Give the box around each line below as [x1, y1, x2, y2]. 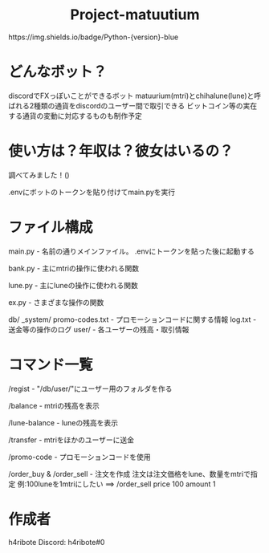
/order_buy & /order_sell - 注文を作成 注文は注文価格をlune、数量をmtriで [8, 469, 251, 478]
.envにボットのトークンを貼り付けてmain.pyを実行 [8, 187, 176, 197]
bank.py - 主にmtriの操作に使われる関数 [8, 263, 139, 273]
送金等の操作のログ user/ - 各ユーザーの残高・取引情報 [8, 324, 190, 334]
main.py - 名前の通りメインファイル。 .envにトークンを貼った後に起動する [8, 246, 255, 256]
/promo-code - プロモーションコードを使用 [8, 452, 151, 462]
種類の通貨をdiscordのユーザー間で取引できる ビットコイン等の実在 [33, 100, 258, 110]
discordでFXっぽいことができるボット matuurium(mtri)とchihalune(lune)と [8, 91, 255, 100]
